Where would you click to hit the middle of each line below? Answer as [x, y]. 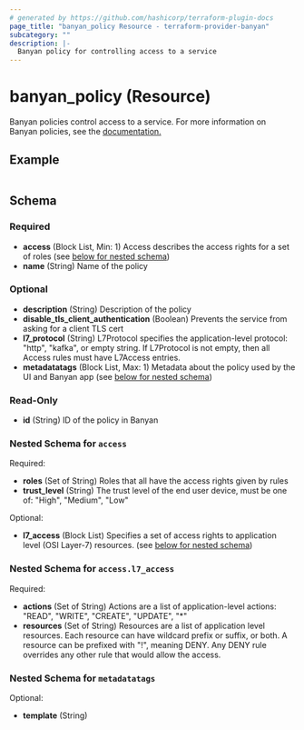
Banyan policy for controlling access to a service [118, 52]
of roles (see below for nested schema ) [96, 256]
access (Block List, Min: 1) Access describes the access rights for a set [156, 246]
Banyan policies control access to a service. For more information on [138, 122]
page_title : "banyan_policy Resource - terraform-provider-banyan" [140, 26]
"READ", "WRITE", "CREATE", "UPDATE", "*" [105, 615]
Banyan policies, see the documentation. [85, 132]
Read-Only [34, 400]
